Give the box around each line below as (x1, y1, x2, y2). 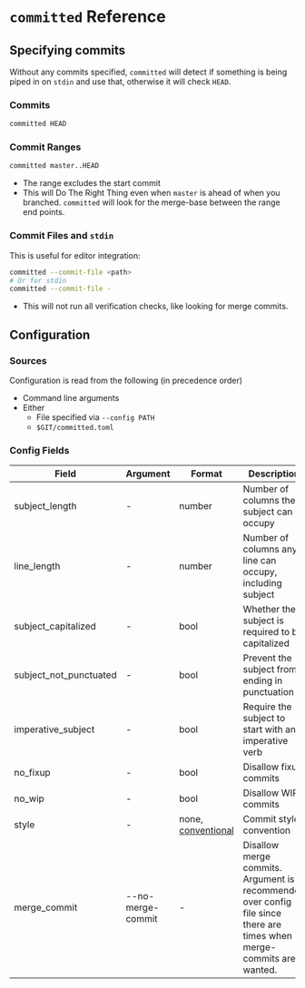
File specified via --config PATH (35, 411, 155, 423)
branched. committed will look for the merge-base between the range (22, 197, 280, 208)
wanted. (242, 964, 278, 976)
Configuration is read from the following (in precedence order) (9, 375, 243, 386)
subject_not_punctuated (14, 669, 117, 681)
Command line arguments (22, 392, 120, 403)
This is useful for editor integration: (9, 249, 141, 260)
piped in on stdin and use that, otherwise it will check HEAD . (9, 76, 231, 87)
